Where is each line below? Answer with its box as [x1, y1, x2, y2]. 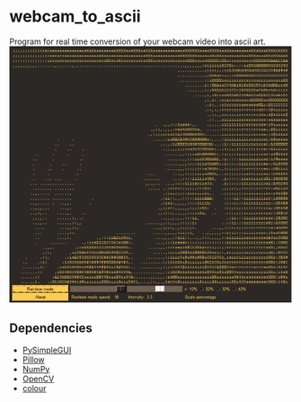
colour [22, 382, 47, 393]
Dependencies [9, 321, 93, 336]
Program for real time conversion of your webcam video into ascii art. [9, 36, 267, 47]
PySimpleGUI [22, 344, 72, 355]
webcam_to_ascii [9, 6, 141, 27]
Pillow [22, 353, 45, 365]
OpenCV [22, 373, 55, 384]
